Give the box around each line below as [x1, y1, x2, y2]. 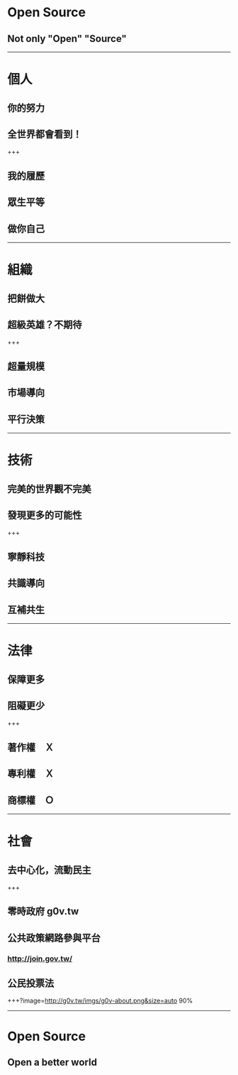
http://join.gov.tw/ [7, 954, 73, 963]
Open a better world [7, 1057, 98, 1069]
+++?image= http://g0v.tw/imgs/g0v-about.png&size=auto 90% [7, 996, 193, 1005]
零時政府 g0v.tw [7, 905, 79, 917]
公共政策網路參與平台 [7, 931, 101, 944]
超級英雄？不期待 [7, 318, 82, 330]
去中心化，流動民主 [7, 864, 91, 876]
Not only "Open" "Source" [7, 33, 127, 45]
